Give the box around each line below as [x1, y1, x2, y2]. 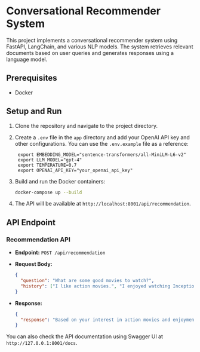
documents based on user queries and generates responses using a [6, 49, 174, 56]
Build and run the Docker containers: [14, 177, 106, 185]
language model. [6, 56, 48, 63]
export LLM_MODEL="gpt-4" [17, 157, 82, 163]
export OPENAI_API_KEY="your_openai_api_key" [17, 167, 133, 173]
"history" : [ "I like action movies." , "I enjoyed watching [20, 283, 171, 289]
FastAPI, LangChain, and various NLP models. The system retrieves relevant [6, 43, 193, 50]
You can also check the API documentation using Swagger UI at [6, 333, 163, 340]
